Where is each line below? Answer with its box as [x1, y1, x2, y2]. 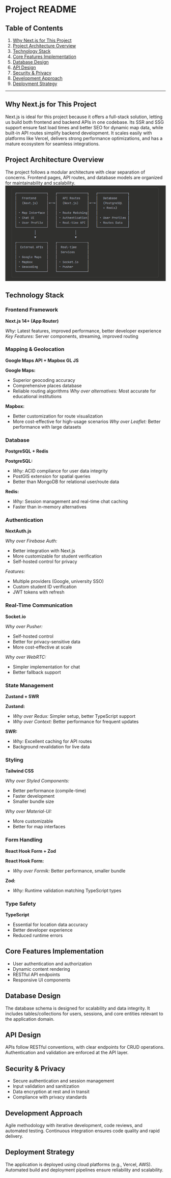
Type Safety [5, 900, 36, 907]
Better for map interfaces [12, 824, 66, 830]
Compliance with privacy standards [12, 1094, 88, 1100]
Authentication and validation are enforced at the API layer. [5, 1050, 129, 1056]
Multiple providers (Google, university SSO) [12, 578, 104, 584]
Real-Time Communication [5, 602, 73, 609]
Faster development [12, 793, 55, 799]
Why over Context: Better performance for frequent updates [12, 719, 139, 725]
